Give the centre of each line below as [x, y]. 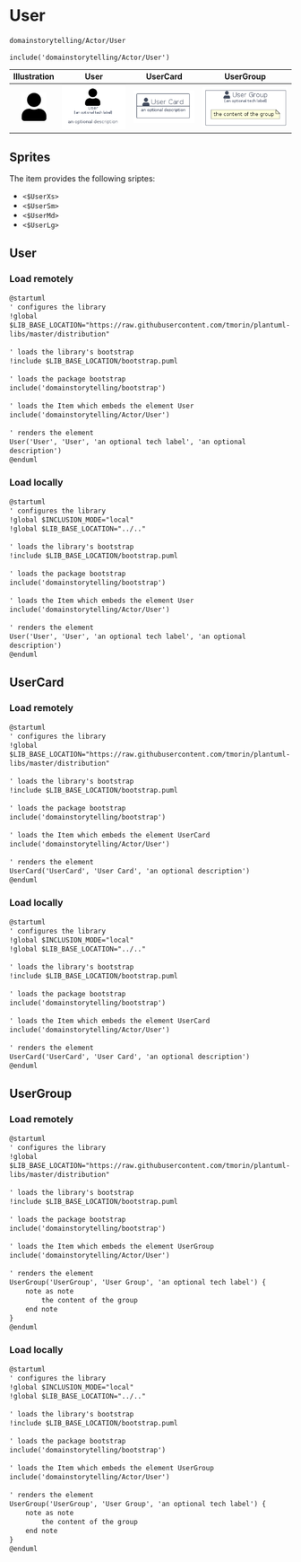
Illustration [34, 76]
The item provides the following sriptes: [82, 179]
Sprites [30, 157]
